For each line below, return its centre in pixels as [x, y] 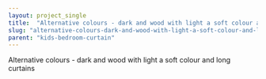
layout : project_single [47, 15]
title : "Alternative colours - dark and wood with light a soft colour [131, 23]
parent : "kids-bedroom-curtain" [61, 38]
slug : [17, 30]
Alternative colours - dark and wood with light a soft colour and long [120, 60]
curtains [22, 69]
